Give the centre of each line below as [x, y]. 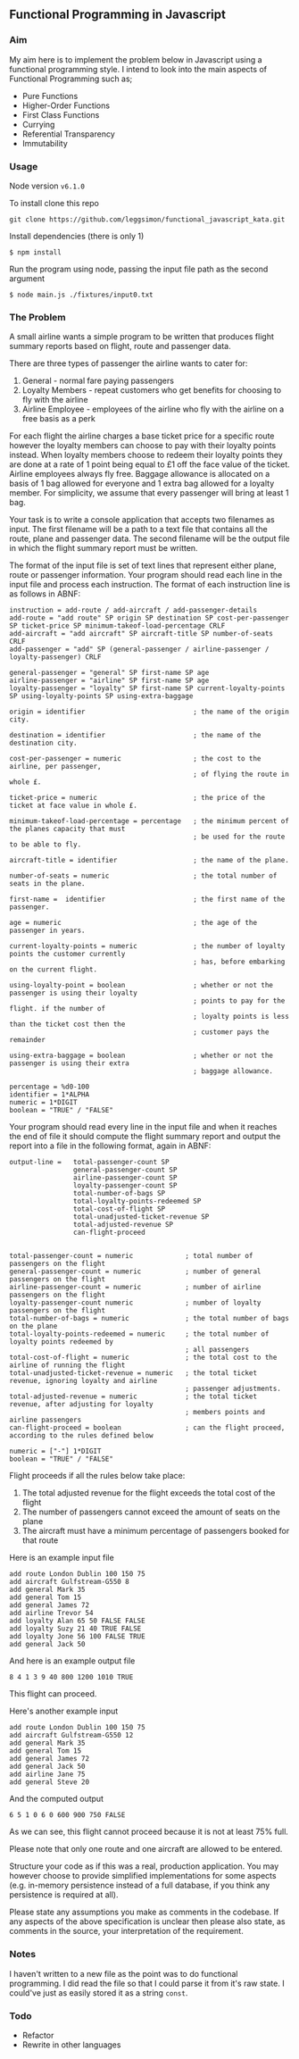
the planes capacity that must [67, 829]
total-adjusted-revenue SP [123, 1225]
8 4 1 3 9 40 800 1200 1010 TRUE [71, 1678]
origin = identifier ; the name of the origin [149, 712]
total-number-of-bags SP [119, 1194]
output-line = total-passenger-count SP [89, 1163]
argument [27, 278]
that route [40, 1540]
